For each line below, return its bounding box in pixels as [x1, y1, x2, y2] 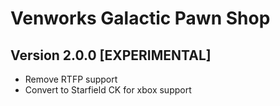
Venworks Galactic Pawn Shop [10, 7, 271, 30]
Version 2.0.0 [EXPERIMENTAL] [10, 47, 212, 64]
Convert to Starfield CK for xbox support [24, 84, 192, 96]
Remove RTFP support [24, 73, 118, 85]
